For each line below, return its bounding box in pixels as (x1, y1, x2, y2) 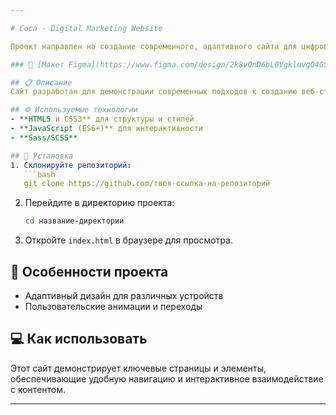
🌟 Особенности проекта (10, 263, 169, 280)
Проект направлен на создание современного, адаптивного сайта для (10, 41, 298, 51)
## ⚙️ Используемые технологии (10, 105, 138, 115)
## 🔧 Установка (10, 151, 74, 161)
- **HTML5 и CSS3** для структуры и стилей (10, 114, 195, 125)
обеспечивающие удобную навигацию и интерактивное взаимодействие (10, 372, 324, 385)
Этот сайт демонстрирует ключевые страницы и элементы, (10, 362, 267, 374)
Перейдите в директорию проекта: (24, 197, 175, 209)
